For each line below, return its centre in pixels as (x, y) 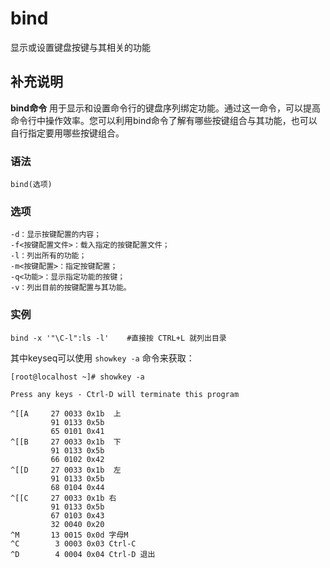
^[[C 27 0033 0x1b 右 (63, 498)
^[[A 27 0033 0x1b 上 (66, 413)
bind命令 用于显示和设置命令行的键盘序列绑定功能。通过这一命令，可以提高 (166, 108)
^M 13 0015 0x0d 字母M (69, 535)
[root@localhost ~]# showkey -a (77, 377)
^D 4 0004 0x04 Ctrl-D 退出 (83, 554)
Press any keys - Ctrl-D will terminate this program (125, 394)
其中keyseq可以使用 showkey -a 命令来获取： (102, 358)
